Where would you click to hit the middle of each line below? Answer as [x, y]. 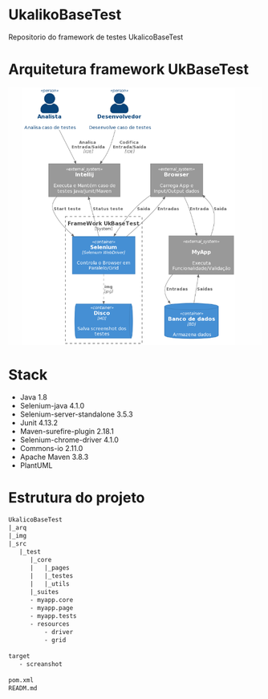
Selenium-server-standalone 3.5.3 [77, 414]
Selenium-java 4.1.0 [52, 405]
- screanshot [41, 664]
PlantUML [36, 465]
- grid [55, 640]
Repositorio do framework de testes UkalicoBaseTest [96, 37]
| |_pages [49, 568]
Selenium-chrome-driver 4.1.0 [69, 440]
